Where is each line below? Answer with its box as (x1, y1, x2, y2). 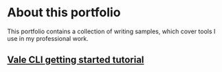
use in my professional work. (7, 34, 89, 42)
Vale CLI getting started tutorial (7, 54, 144, 66)
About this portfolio (7, 5, 121, 20)
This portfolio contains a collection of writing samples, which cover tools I (7, 27, 216, 35)
